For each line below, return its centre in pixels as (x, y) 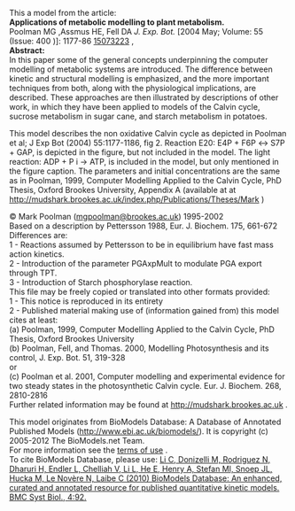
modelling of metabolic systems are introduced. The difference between (141, 69)
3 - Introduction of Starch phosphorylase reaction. (101, 282)
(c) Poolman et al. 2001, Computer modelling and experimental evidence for (147, 376)
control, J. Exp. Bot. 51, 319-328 (67, 357)
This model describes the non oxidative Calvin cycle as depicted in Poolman (148, 133)
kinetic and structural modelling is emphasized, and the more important (139, 78)
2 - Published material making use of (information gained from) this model (144, 310)
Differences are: (39, 235)
